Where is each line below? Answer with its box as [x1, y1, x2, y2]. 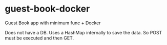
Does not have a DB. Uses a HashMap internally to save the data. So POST [5, 29, 162, 35]
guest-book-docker [5, 3, 90, 15]
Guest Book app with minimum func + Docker [5, 20, 101, 26]
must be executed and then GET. [5, 35, 74, 41]
